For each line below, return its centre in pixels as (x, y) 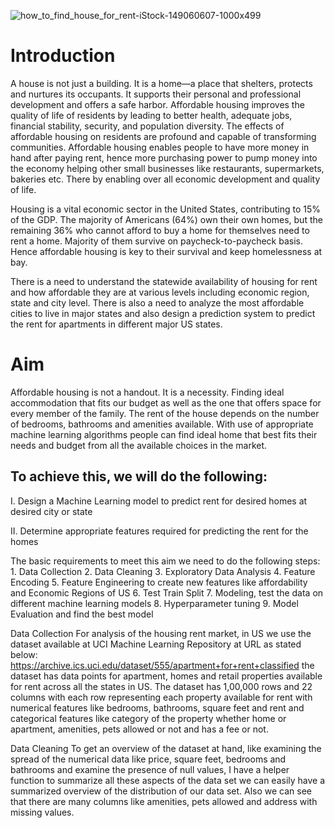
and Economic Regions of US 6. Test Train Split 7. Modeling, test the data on (167, 592)
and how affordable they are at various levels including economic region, (160, 292)
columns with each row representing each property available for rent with (161, 697)
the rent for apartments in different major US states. (116, 324)
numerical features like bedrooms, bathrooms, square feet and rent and (157, 707)
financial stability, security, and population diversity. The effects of (147, 126)
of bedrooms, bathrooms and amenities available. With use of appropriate (162, 424)
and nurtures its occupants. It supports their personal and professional (156, 94)
